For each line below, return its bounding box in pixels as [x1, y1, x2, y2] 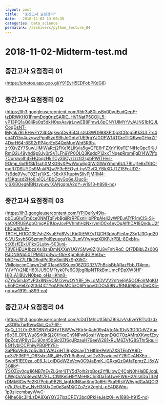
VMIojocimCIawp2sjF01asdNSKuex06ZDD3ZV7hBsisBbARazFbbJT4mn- [5, 262, 151, 267]
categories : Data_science [5, 20, 58, 26]
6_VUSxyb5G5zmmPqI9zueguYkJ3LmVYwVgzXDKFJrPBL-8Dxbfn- [5, 236, 140, 242]
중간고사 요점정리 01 [5, 67, 62, 75]
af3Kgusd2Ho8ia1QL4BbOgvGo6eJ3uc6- [5, 176, 89, 182]
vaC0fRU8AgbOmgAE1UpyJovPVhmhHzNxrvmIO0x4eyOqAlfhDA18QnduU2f [5, 220, 159, 226]
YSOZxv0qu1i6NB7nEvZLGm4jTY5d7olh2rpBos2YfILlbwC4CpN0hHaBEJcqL [5, 368, 159, 374]
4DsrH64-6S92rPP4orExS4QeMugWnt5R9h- [5, 140, 96, 145]
